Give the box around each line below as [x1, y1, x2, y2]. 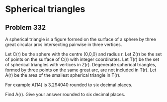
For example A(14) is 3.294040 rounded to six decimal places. [5, 82, 133, 88]
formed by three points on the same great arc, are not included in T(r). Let [5, 67, 157, 73]
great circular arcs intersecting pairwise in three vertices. [5, 42, 122, 48]
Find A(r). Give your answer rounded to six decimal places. [5, 92, 125, 97]
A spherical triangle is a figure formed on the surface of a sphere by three [5, 36, 157, 42]
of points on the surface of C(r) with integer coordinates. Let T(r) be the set [5, 56, 160, 62]
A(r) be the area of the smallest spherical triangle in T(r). [5, 72, 121, 78]
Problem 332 [5, 23, 46, 32]
